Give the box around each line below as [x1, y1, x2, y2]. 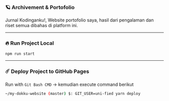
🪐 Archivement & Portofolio [5, 4, 75, 11]
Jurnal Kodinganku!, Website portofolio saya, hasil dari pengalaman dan [5, 17, 154, 23]
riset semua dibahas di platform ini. [5, 23, 78, 29]
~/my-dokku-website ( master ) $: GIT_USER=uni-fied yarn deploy [5, 91, 141, 96]
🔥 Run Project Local [5, 40, 54, 47]
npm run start [5, 51, 35, 56]
